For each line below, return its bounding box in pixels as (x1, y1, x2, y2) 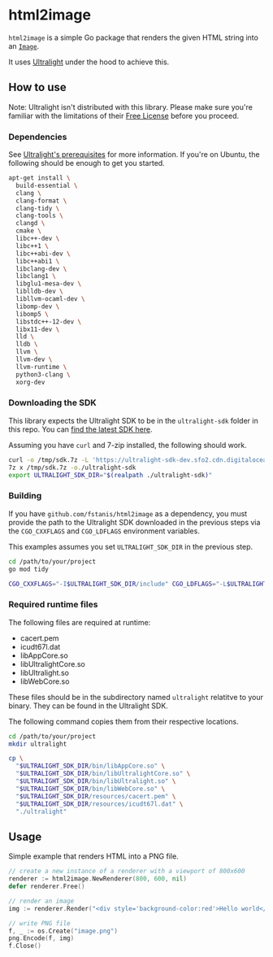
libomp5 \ (15, 310, 49, 318)
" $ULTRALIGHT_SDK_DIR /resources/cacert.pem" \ (15, 792, 176, 800)
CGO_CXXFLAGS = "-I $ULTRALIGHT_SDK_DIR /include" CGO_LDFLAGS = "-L (8, 580, 227, 588)
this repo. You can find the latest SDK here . (8, 424, 153, 434)
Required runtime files (8, 599, 98, 611)
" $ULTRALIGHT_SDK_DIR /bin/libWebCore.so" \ (15, 785, 165, 793)
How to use (8, 80, 67, 94)
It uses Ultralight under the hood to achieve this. (8, 57, 170, 67)
